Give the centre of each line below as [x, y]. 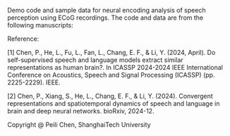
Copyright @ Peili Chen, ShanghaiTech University [79, 125]
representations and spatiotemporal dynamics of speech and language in [114, 104]
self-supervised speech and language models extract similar [95, 60]
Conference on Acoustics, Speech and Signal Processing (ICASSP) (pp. [111, 75]
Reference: [23, 39]
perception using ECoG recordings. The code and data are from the [105, 18]
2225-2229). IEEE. [34, 82]
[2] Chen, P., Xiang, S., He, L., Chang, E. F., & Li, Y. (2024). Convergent [110, 96]
